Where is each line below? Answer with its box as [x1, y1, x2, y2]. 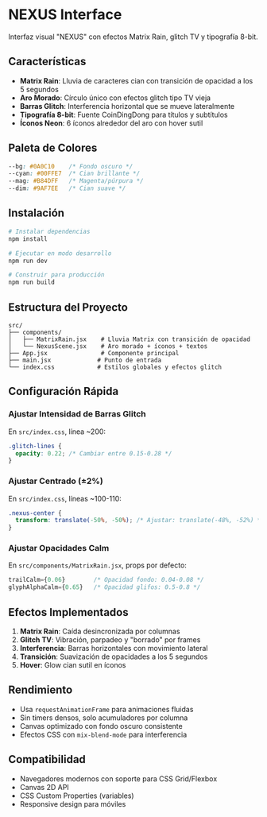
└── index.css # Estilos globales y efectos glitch [8, 363, 222, 371]
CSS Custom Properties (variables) [19, 791, 134, 800]
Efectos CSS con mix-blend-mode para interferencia [19, 730, 188, 739]
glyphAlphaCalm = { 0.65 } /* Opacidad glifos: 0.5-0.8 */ [8, 583, 201, 591]
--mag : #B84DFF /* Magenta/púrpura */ [8, 177, 145, 185]
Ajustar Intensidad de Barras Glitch [8, 408, 147, 420]
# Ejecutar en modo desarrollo [8, 249, 112, 257]
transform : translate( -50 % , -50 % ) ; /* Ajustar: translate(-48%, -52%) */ [15, 517, 265, 525]
